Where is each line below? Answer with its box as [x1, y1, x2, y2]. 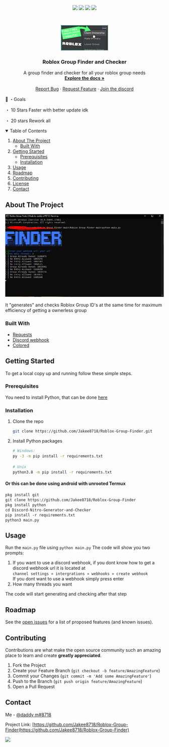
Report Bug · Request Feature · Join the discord [35, 86, 134, 92]
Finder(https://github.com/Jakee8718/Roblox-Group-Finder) [5, 727, 129, 733]
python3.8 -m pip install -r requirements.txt [12, 469, 112, 474]
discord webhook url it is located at [12, 565, 86, 571]
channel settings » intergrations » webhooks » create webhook [12, 571, 148, 576]
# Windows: [12, 448, 36, 453]
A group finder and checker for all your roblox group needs [23, 70, 146, 76]
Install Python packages [12, 438, 63, 444]
